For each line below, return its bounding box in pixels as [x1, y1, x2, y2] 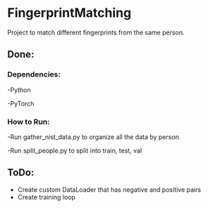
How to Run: [7, 117, 51, 126]
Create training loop [17, 193, 76, 201]
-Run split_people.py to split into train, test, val [7, 146, 142, 155]
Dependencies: [7, 70, 61, 79]
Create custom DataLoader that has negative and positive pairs [17, 185, 202, 194]
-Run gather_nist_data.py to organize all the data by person [7, 132, 180, 141]
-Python [7, 86, 31, 94]
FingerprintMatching [7, 5, 132, 21]
